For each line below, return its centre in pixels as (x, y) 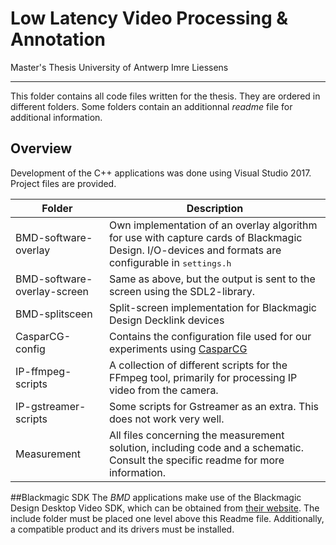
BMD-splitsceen (54, 314)
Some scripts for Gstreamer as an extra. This (213, 406)
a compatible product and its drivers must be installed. (122, 529)
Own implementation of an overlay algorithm (213, 225)
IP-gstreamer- (51, 406)
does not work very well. (166, 419)
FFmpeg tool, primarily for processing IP (203, 377)
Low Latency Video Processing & (149, 18)
